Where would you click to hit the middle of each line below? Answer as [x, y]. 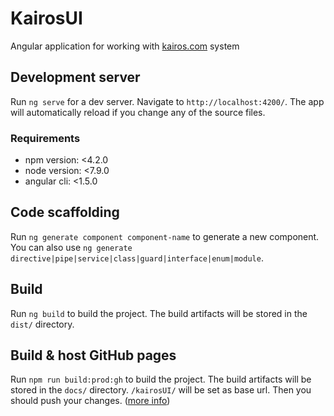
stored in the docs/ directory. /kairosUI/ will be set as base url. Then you [161, 390]
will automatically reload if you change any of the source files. [138, 112]
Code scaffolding [65, 212]
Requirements [45, 138]
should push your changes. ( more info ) [90, 401]
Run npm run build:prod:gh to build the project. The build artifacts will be [161, 379]
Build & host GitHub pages [93, 355]
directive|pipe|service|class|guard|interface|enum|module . [137, 258]
